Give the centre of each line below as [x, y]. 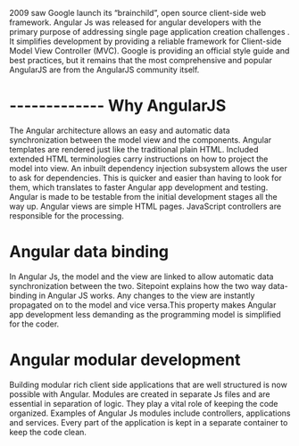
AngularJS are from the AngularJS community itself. [104, 70]
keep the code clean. [48, 432]
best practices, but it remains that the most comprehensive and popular [141, 60]
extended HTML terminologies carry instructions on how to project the [139, 159]
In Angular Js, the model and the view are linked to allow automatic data [141, 277]
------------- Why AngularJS [118, 106]
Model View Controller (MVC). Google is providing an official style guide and [149, 51]
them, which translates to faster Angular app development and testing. [139, 187]
